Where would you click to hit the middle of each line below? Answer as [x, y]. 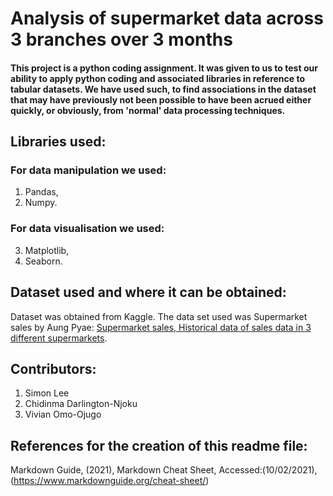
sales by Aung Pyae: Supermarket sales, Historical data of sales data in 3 [161, 327]
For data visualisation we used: [87, 229]
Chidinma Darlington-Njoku [81, 404]
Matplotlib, [47, 250]
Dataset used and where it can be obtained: [148, 292]
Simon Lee [47, 393]
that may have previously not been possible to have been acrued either [161, 99]
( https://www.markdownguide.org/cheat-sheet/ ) [110, 481]
